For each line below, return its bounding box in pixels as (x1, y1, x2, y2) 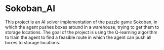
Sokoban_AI (5, 3, 55, 14)
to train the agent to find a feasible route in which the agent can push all (5, 34, 152, 40)
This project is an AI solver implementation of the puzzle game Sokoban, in (5, 19, 158, 25)
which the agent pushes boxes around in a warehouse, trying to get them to (5, 24, 160, 30)
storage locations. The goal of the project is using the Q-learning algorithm (5, 29, 158, 35)
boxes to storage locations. (5, 39, 61, 45)
